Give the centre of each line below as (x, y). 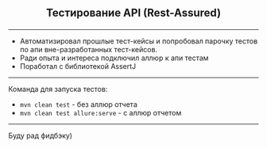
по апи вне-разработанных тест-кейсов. (88, 50)
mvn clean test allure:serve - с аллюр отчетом (101, 113)
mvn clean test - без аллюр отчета (78, 104)
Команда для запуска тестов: (58, 89)
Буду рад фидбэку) (41, 136)
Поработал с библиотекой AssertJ (78, 66)
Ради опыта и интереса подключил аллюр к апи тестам (114, 58)
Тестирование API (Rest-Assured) (133, 13)
